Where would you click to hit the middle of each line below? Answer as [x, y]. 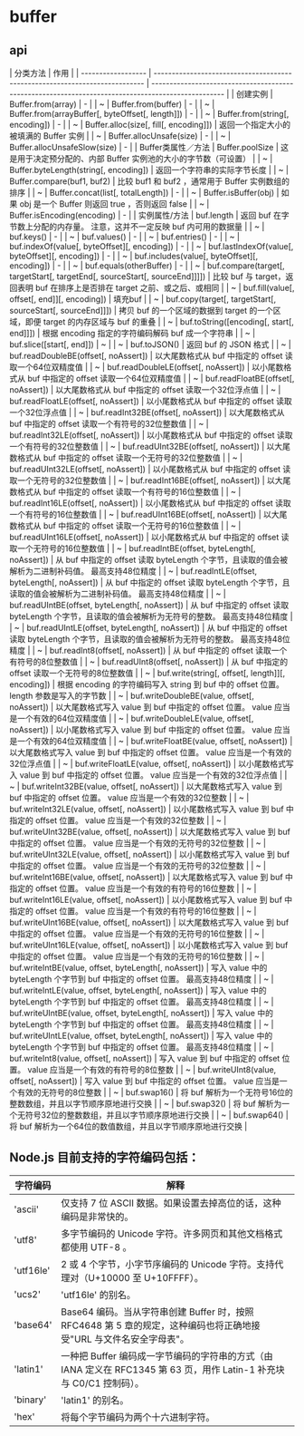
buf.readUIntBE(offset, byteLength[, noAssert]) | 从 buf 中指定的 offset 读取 [149, 605]
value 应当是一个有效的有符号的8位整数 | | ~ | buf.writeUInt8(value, [152, 1070]
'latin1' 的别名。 [95, 1400]
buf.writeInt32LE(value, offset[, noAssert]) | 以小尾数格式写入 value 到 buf [147, 809]
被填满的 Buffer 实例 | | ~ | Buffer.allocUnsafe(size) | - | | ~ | [120, 136]
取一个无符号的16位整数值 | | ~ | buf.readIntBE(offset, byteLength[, [133, 548]
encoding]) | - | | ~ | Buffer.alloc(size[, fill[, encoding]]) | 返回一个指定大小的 [150, 125]
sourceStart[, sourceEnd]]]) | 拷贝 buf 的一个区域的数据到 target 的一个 [142, 310]
